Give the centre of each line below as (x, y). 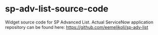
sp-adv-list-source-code (57, 9)
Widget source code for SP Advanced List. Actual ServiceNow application (79, 22)
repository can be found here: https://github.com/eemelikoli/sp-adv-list (77, 27)
